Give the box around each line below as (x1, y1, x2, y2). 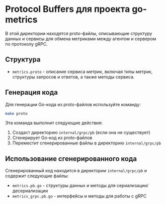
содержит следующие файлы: (5, 173, 69, 179)
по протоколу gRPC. (5, 41, 48, 47)
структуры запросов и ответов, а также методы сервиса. (12, 73, 135, 80)
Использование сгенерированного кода (5, 154, 137, 163)
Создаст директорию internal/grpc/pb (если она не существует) (12, 130, 151, 136)
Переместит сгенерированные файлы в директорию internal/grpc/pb (12, 140, 162, 146)
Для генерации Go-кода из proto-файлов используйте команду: (5, 101, 141, 107)
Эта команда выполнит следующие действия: (5, 120, 103, 126)
